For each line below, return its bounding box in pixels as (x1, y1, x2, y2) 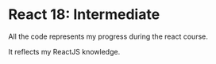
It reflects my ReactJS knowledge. (8, 47, 121, 56)
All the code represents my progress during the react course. (8, 32, 208, 41)
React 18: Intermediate (8, 6, 160, 24)
